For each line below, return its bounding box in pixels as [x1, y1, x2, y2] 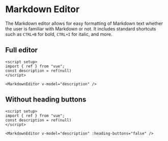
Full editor [5, 46, 38, 54]
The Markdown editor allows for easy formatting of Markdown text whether [5, 20, 163, 26]
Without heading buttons [5, 95, 87, 104]
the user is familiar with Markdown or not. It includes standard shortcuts [5, 25, 156, 31]
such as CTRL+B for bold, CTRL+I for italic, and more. [5, 31, 113, 37]
